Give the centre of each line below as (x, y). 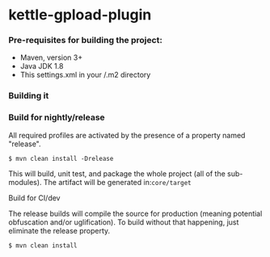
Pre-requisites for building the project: (86, 40)
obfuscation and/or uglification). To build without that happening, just (124, 222)
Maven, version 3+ (51, 57)
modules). (25, 182)
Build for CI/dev (34, 198)
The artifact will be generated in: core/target (117, 182)
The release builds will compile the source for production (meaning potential (135, 213)
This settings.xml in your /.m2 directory (85, 75)
